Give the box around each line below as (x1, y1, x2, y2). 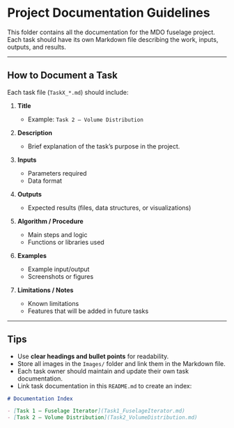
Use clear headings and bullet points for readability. (17, 352, 169, 360)
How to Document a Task (7, 70, 118, 82)
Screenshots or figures (27, 272, 94, 280)
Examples (17, 251, 47, 259)
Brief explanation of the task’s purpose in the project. (27, 142, 180, 151)
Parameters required (27, 169, 87, 177)
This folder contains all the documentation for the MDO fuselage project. (7, 28, 216, 36)
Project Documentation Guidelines (7, 5, 210, 21)
